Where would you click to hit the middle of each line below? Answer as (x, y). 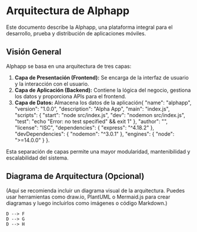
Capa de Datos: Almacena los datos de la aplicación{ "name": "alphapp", (103, 102)
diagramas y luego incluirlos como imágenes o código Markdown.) (87, 203)
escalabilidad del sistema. (37, 158)
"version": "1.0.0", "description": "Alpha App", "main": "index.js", (92, 109)
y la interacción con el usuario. (52, 84)
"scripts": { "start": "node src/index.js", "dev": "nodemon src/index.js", (100, 115)
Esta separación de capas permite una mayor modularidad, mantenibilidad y (98, 151)
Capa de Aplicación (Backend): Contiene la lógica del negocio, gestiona (103, 90)
